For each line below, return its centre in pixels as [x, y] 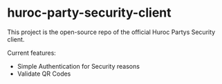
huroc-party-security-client [89, 13]
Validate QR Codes [44, 74]
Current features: [32, 53]
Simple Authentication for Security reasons [78, 66]
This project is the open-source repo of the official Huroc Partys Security [111, 32]
